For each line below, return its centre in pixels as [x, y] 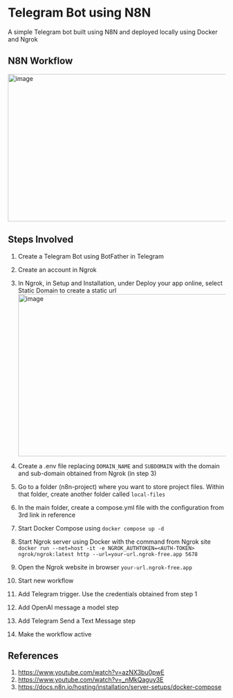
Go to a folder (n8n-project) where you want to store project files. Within [121, 486]
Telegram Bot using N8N [80, 13]
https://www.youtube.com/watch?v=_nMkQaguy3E [91, 680]
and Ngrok [23, 39]
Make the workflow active [55, 634]
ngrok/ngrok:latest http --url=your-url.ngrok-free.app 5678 [108, 554]
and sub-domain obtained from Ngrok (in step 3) [87, 473]
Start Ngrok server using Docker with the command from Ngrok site [114, 542]
